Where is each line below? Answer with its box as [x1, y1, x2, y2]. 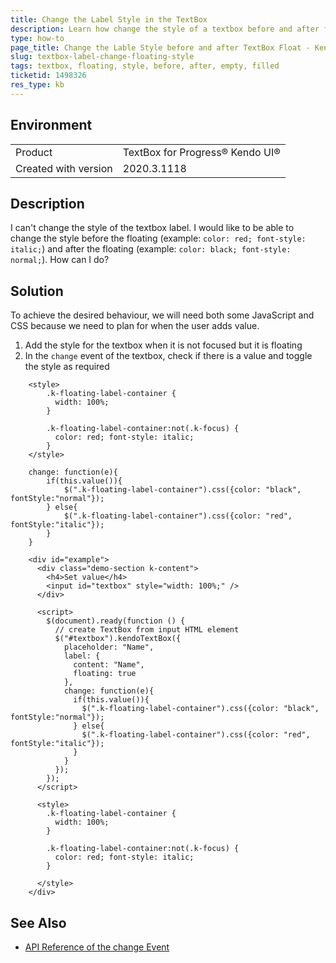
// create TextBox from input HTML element [54, 625, 240, 635]
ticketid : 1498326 [10, 71, 87, 81]
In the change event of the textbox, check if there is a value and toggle [24, 350, 313, 362]
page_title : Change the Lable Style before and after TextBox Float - [10, 42, 311, 53]
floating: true [73, 669, 137, 679]
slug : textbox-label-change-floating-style [10, 52, 195, 62]
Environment [10, 117, 93, 134]
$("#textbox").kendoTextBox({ [54, 634, 182, 644]
